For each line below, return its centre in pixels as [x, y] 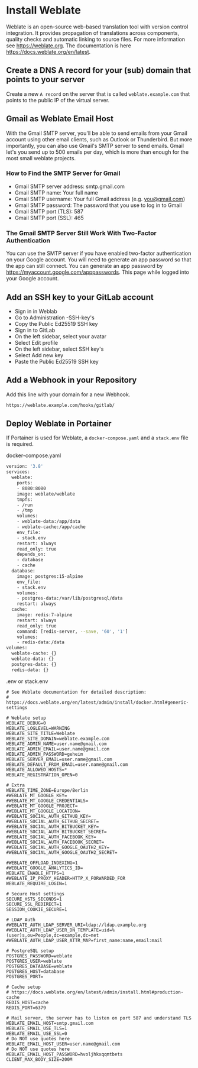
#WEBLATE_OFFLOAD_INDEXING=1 [42, 863]
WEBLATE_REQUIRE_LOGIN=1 [37, 883]
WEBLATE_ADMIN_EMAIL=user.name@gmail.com [58, 749]
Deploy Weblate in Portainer [59, 424]
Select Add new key [39, 355]
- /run [25, 505]
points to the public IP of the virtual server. [58, 100]
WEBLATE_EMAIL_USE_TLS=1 [37, 1028]
